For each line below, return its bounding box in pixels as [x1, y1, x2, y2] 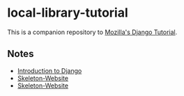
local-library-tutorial [7, 5, 129, 21]
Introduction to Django [17, 66, 82, 74]
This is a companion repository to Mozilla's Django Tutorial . [7, 28, 178, 36]
